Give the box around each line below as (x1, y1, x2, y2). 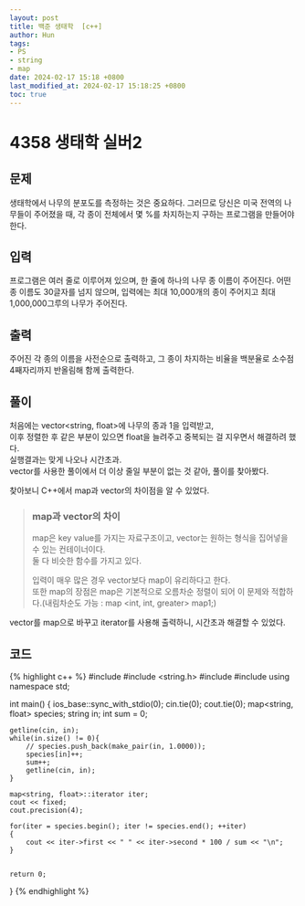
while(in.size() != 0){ (9, 734, 100, 743)
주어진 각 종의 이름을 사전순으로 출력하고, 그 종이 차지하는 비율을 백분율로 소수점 (9, 353, 295, 364)
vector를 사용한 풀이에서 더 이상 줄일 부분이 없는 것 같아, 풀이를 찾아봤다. (9, 465, 269, 476)
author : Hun (9, 30, 55, 39)
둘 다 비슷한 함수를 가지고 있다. (31, 555, 142, 566)
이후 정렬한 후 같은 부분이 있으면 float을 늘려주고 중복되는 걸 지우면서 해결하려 (9, 431, 288, 442)
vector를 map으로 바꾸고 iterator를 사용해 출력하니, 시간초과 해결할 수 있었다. (9, 617, 286, 628)
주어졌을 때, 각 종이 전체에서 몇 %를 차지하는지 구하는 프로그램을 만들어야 (33, 208, 295, 219)
